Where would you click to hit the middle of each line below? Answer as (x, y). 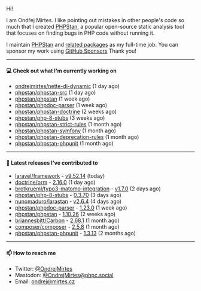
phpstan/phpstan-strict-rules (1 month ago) (68, 125)
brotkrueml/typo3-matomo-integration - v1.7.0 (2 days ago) (88, 189)
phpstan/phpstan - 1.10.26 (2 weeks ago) (65, 214)
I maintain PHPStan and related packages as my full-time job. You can (92, 45)
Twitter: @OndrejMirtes (44, 268)
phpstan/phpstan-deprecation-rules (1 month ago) (77, 137)
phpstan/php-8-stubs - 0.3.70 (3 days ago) (68, 195)
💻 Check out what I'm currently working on (61, 71)
